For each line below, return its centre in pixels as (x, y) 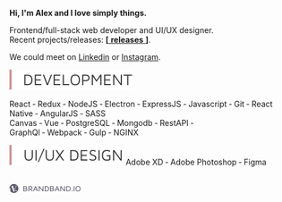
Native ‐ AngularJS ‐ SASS (58, 114)
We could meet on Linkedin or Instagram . (85, 57)
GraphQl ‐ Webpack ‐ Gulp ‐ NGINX (74, 132)
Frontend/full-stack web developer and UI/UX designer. (111, 30)
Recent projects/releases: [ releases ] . (80, 40)
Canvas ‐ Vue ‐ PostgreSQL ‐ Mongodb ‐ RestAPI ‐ (102, 123)
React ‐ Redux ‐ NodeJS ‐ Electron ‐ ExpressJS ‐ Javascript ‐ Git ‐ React (141, 104)
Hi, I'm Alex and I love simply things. (78, 13)
